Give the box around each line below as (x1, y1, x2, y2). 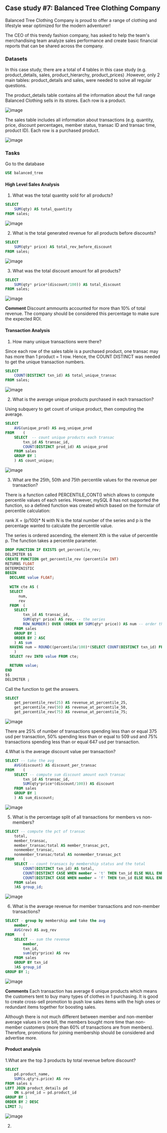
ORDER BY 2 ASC (14, 635, 46, 640)
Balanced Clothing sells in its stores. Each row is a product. (5, 97, 126, 104)
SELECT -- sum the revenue (14, 937, 70, 942)
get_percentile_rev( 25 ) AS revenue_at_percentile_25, (14, 700, 128, 705)
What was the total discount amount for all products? (12, 268, 121, 274)
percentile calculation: (5, 508, 51, 514)
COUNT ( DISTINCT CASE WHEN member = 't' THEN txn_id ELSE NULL (23, 870, 155, 875)
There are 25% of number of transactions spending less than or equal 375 (5, 728, 158, 734)
